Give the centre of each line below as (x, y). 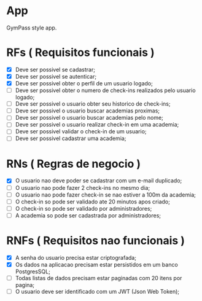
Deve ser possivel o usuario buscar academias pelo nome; (89, 118)
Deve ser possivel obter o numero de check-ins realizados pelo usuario (105, 90)
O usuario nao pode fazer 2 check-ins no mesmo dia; (83, 187)
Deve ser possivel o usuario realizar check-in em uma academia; (97, 125)
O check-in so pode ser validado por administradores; (84, 208)
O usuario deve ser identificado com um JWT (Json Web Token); (97, 291)
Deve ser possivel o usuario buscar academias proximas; (87, 111)
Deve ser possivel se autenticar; (56, 76)
